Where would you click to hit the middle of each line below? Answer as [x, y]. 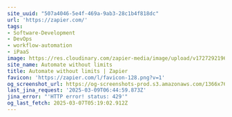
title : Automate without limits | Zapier [68, 71]
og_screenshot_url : [35, 84]
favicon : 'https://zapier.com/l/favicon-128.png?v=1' [86, 77]
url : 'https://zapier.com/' [48, 20]
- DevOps [20, 39]
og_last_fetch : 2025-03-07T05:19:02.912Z [68, 103]
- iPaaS [18, 52]
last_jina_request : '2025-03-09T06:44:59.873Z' [77, 90]
